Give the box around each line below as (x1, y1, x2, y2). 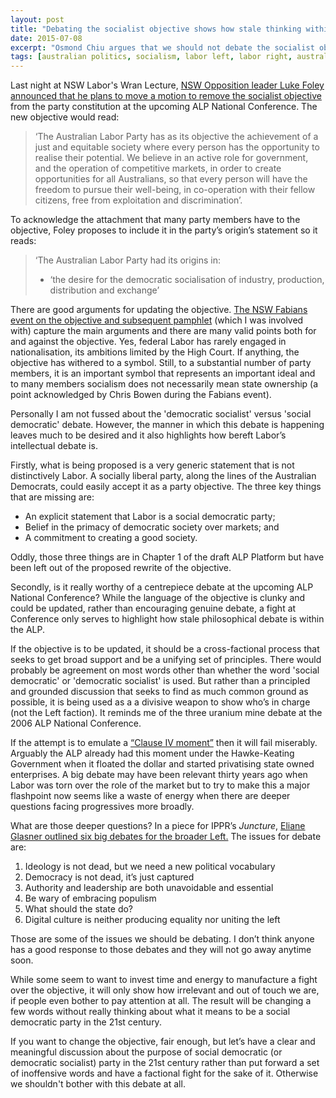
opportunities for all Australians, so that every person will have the (34, 173, 308, 185)
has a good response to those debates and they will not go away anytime (10, 944, 312, 956)
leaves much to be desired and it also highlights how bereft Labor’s (10, 429, 287, 441)
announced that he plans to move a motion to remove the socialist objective (10, 90, 322, 102)
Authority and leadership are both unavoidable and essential (24, 882, 274, 894)
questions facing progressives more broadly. (10, 801, 195, 813)
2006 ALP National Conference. (10, 717, 142, 730)
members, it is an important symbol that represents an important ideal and (10, 367, 316, 380)
